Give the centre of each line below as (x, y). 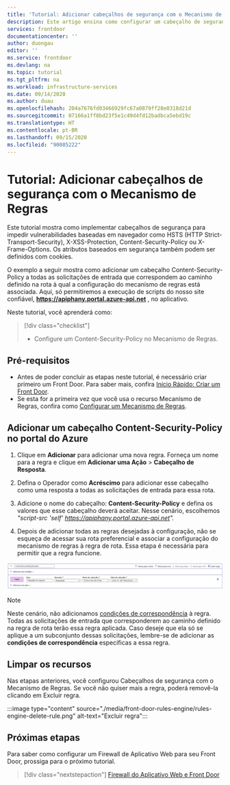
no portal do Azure (48, 438)
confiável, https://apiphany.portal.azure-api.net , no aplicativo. (98, 299)
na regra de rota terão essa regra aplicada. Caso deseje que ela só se (105, 628)
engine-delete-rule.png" (41, 716)
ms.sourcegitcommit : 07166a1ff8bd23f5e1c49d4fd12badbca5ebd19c (99, 116)
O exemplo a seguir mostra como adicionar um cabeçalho (89, 270)
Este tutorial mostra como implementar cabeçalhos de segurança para (106, 228)
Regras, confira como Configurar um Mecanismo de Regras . (102, 406)
